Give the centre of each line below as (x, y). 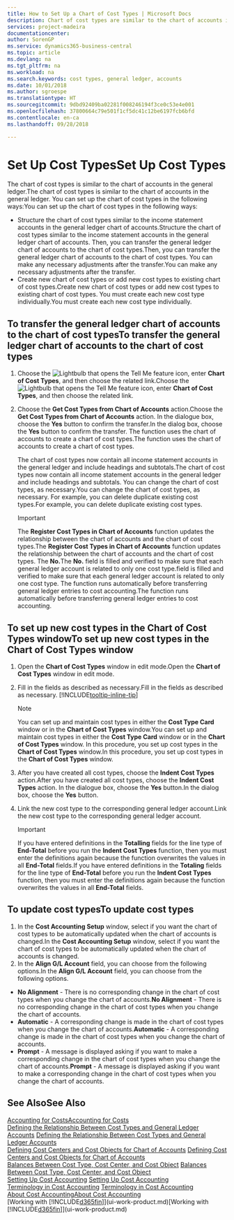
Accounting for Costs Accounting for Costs (68, 1120)
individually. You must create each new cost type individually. (104, 302)
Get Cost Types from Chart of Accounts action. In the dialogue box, (115, 417)
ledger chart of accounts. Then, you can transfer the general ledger (114, 243)
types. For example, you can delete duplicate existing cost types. (110, 505)
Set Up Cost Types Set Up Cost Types (117, 165)
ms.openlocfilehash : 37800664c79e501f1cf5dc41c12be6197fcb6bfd (101, 111)
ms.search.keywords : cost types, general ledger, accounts (95, 79)
